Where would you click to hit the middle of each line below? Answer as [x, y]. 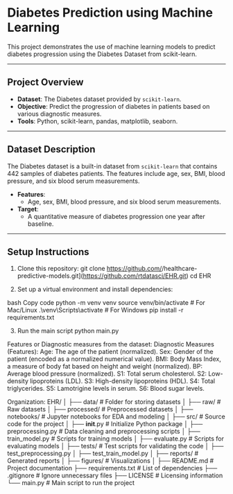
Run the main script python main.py [68, 331]
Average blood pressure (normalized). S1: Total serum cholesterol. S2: [107, 374]
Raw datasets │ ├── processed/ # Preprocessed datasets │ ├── [100, 409]
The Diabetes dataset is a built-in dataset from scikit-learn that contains [112, 166]
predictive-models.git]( [50, 276]
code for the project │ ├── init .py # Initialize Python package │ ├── [105, 424]
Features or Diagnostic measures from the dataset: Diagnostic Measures [111, 344]
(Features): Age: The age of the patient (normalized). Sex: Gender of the [110, 352]
